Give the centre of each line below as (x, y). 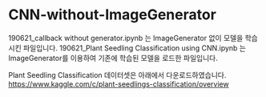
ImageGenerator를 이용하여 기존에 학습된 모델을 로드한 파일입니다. (113, 58)
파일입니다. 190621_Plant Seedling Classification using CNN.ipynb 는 (135, 48)
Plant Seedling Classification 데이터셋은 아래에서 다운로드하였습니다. (117, 75)
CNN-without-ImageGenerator (112, 15)
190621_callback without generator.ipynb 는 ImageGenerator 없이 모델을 (126, 38)
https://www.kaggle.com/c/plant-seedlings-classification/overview (119, 84)
